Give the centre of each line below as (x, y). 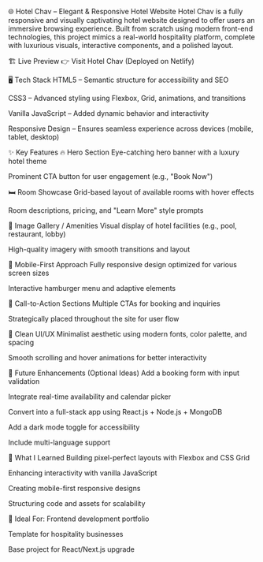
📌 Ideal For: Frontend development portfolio (79, 519)
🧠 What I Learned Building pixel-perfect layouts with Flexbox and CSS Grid (129, 458)
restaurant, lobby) (37, 234)
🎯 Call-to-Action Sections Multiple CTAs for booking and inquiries (114, 303)
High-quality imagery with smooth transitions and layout (99, 249)
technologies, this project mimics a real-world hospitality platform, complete (132, 37)
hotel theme (28, 161)
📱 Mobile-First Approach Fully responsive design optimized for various (123, 264)
